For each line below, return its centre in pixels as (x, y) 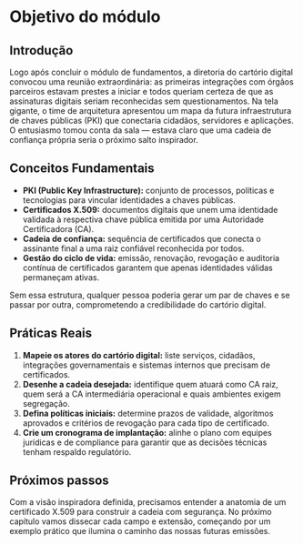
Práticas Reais (51, 333)
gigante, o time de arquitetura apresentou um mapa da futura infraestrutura (151, 111)
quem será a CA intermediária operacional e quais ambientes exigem (151, 394)
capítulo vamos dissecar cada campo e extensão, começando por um (140, 521)
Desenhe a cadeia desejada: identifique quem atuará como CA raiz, (151, 384)
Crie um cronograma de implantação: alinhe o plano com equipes (147, 432)
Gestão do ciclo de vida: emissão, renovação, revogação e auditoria (151, 257)
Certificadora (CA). (58, 228)
